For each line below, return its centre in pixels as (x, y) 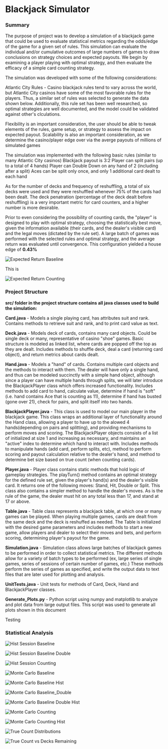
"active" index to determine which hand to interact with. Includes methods (82, 443)
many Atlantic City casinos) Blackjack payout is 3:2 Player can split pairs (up (84, 161)
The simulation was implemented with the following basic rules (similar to (81, 155)
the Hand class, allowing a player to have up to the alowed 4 (67, 422)
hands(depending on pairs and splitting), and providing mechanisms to (78, 427)
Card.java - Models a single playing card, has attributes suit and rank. (77, 318)
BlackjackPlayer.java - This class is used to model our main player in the (81, 411)
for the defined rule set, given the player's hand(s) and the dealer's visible (82, 480)
